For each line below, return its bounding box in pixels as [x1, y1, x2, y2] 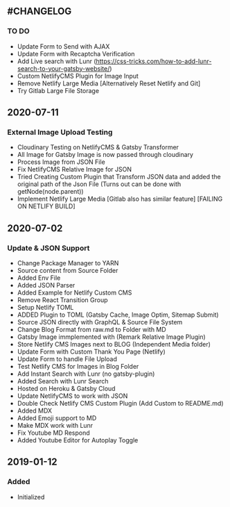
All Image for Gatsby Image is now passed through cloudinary [17, 151, 194, 159]
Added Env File [17, 274, 61, 282]
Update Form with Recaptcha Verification [17, 49, 135, 58]
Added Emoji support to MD [17, 414, 97, 422]
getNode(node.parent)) [17, 188, 85, 196]
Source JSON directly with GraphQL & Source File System [17, 318, 183, 326]
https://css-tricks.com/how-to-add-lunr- [96, 57, 212, 65]
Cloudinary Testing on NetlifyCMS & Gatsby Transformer [17, 143, 179, 151]
